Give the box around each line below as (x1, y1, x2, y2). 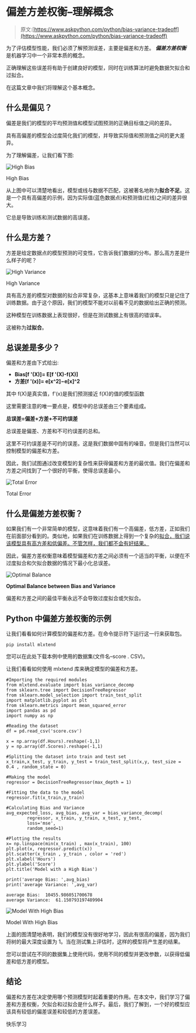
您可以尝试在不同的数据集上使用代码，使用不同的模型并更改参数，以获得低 (6, 950, 185, 958)
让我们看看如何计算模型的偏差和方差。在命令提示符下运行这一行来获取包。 (6, 630, 185, 637)
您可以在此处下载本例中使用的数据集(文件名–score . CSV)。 (6, 653, 148, 660)
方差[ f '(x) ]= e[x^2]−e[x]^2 (14, 378, 80, 385)
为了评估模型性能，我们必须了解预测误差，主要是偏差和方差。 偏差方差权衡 (6, 44, 187, 52)
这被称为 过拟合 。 (6, 324, 47, 331)
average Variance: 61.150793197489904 (6, 897, 103, 903)
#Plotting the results (6, 836, 61, 842)
